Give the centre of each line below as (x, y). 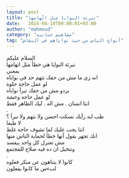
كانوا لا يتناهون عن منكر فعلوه (40, 162)
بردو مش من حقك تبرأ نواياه (38, 90)
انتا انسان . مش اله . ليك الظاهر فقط (48, 103)
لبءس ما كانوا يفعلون (31, 168)
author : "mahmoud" (30, 29)
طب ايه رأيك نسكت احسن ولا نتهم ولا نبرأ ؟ (55, 116)
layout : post (23, 12)
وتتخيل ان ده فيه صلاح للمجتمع (40, 149)
